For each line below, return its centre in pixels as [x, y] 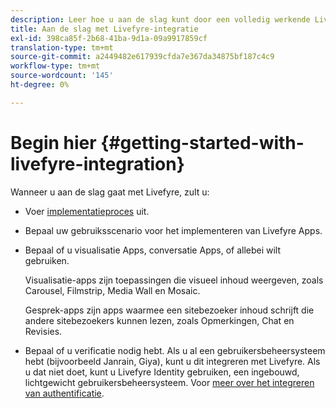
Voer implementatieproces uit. [87, 211]
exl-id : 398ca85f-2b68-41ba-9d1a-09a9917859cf [109, 38]
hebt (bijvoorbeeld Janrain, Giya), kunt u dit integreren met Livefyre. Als [172, 361]
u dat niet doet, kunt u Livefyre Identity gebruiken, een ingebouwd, [162, 372]
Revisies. [43, 331]
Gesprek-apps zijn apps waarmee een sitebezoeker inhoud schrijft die [169, 310]
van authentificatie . [64, 393]
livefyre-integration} [97, 163]
